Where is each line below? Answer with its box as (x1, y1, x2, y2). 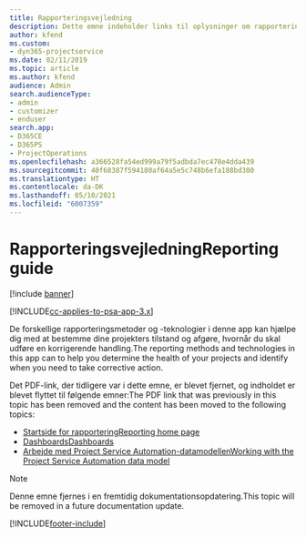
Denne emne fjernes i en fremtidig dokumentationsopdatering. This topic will (9, 491, 295, 502)
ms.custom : (9, 38, 51, 48)
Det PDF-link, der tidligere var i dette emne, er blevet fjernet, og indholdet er (9, 380, 296, 390)
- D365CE (9, 132, 43, 141)
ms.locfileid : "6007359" (9, 199, 104, 209)
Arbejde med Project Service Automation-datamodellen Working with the (22, 445, 294, 456)
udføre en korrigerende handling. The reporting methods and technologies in (9, 342, 296, 353)
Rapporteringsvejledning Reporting (9, 238, 280, 259)
